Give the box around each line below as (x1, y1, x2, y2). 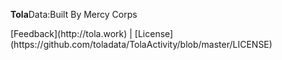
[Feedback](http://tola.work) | (10, 28, 133, 39)
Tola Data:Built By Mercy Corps (10, 9, 138, 20)
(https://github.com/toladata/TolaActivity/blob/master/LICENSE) (10, 39, 273, 50)
